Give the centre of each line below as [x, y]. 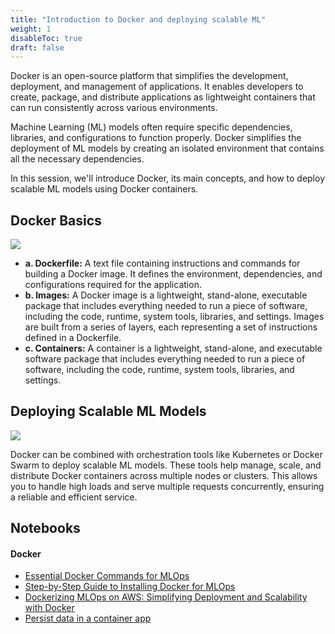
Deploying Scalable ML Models [108, 411]
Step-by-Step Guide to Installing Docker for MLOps [130, 587]
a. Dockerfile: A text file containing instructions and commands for [162, 263]
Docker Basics [56, 220]
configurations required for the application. [113, 285]
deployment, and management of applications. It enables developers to [157, 87]
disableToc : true [46, 38]
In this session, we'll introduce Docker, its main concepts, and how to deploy [168, 178]
